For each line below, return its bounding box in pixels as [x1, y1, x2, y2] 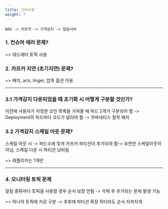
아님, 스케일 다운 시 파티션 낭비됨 [5, 146, 69, 152]
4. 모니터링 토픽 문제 [5, 175, 51, 182]
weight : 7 [5, 12, 26, 17]
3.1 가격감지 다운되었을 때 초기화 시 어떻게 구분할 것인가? [5, 96, 133, 103]
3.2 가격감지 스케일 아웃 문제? [5, 128, 73, 135]
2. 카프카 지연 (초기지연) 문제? [5, 65, 73, 72]
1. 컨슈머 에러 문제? [5, 39, 49, 46]
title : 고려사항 [5, 7, 35, 12]
